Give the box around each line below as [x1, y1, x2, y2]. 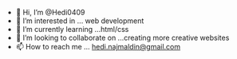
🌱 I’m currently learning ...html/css [15, 25, 129, 33]
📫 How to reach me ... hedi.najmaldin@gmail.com [15, 42, 181, 51]
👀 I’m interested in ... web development [15, 16, 144, 26]
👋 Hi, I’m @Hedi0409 [15, 8, 85, 17]
